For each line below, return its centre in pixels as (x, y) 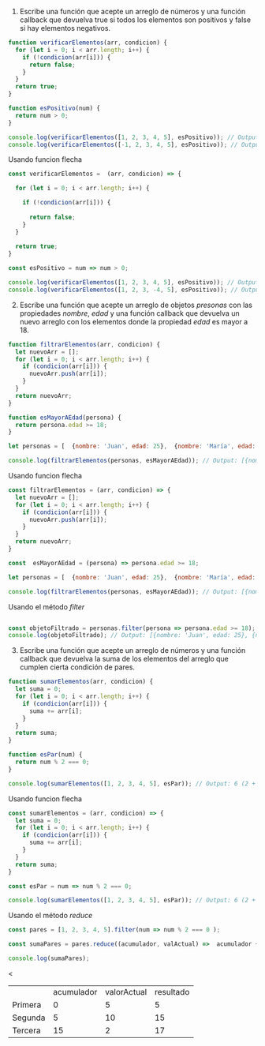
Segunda (29, 1018)
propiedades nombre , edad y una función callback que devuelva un (129, 313)
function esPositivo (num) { (54, 108)
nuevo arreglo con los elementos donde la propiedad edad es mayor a (134, 321)
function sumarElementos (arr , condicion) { (81, 682)
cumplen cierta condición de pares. (77, 667)
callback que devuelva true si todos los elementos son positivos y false (135, 20)
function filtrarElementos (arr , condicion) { (84, 344)
